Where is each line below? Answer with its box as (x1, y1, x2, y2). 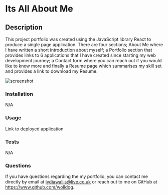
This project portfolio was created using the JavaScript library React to (5, 36, 151, 42)
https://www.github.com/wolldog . (5, 184, 75, 190)
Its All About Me (5, 3, 74, 15)
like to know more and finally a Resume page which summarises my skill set (5, 63, 162, 69)
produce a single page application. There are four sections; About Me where (5, 42, 163, 48)
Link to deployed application (5, 126, 64, 132)
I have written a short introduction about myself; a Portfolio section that (5, 47, 152, 53)
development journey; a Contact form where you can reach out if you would (5, 58, 162, 63)
